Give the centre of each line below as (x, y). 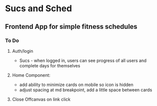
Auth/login (22, 51)
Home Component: (31, 75)
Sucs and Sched (39, 9)
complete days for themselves (50, 65)
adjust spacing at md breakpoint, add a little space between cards (86, 90)
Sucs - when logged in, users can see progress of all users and (83, 60)
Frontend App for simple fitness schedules (71, 27)
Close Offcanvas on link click (41, 99)
